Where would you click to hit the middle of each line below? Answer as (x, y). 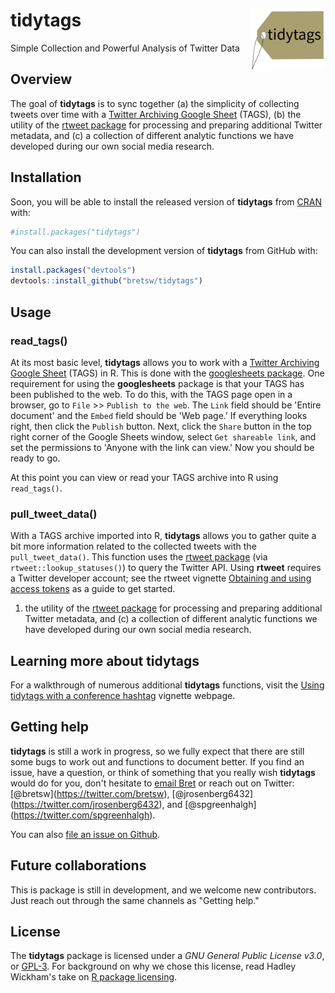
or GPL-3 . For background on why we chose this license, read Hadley (153, 966)
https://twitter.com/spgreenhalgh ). (84, 815)
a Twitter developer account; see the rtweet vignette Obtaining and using (161, 578)
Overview (41, 79)
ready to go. (35, 458)
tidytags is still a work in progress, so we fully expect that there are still (157, 751)
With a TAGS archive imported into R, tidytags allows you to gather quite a (163, 536)
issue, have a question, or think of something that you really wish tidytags (163, 772)
